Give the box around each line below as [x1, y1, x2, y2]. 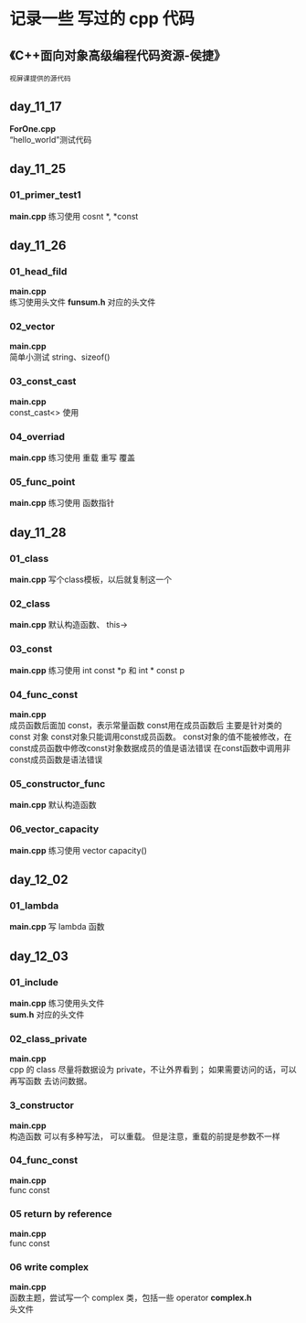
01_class [9, 552, 49, 565]
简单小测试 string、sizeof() [9, 351, 111, 362]
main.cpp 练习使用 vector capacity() [9, 844, 148, 855]
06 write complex [9, 1261, 90, 1274]
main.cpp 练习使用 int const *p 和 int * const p [9, 664, 185, 675]
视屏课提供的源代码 [9, 74, 71, 83]
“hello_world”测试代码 [9, 134, 92, 145]
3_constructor [9, 1099, 75, 1112]
